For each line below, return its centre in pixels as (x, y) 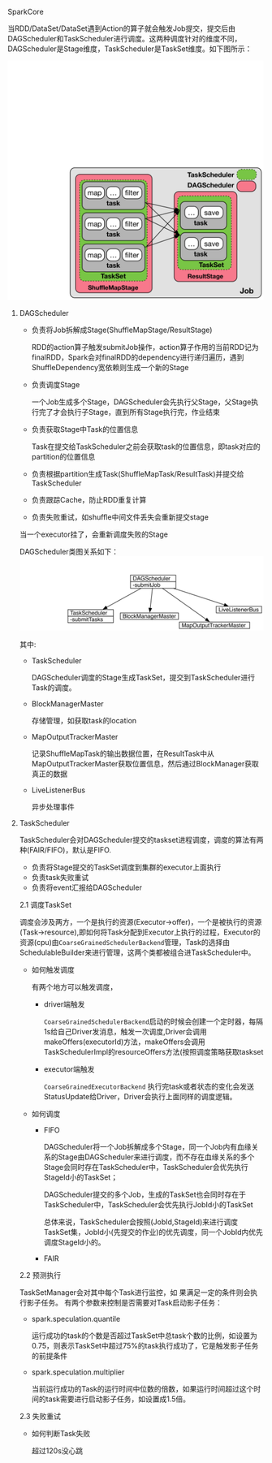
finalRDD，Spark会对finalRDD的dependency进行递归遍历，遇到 (138, 357)
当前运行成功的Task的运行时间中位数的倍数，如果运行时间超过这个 (142, 1388)
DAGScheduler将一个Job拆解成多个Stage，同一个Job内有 (140, 1146)
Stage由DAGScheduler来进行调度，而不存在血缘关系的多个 (156, 1157)
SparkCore (26, 12)
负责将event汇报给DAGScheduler (87, 887)
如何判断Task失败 (61, 1433)
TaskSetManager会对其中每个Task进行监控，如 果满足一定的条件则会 (135, 1292)
